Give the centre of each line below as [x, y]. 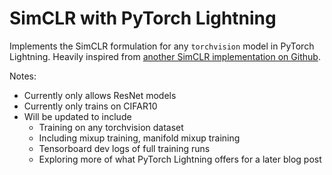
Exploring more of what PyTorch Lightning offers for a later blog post [180, 159]
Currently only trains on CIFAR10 [90, 106]
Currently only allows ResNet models [100, 95]
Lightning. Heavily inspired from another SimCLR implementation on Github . [165, 56]
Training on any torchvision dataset [111, 127]
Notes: [23, 76]
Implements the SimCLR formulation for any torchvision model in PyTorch [162, 46]
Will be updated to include [77, 116]
